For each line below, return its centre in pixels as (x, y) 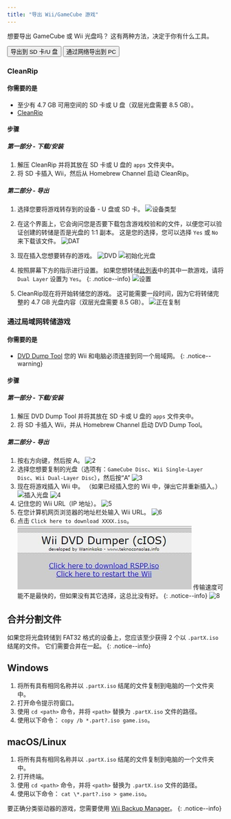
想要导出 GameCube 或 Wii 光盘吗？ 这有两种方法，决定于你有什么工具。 (110, 36)
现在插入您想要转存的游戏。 (56, 256)
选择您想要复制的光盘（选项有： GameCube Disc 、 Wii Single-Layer (110, 469)
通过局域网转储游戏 (39, 322)
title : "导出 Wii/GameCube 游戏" (53, 14)
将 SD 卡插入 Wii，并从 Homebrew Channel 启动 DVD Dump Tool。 (111, 424)
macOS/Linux (37, 742)
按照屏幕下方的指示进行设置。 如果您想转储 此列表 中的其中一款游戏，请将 (120, 270)
